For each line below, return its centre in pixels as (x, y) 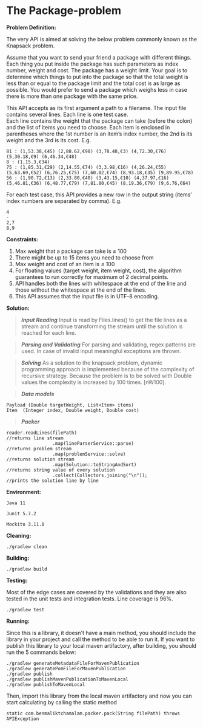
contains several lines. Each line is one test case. (67, 114)
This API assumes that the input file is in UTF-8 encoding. (87, 296)
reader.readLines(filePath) (42, 433)
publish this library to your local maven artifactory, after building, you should (101, 645)
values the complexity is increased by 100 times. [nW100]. (94, 382)
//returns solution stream (40, 459)
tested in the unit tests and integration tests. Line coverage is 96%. (90, 599)
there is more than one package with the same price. (72, 96)
